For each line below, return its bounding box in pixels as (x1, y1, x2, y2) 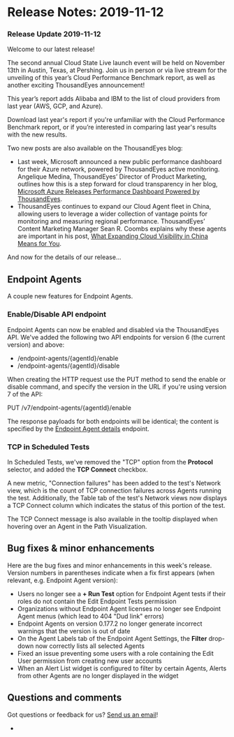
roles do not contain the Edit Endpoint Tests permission (17, 597, 177, 605)
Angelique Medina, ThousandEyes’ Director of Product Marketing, (17, 172, 207, 181)
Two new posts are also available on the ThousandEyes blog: (7, 144, 183, 153)
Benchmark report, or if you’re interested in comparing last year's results (7, 123, 217, 132)
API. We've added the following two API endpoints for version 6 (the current (7, 333, 226, 341)
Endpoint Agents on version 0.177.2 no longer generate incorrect (17, 619, 203, 628)
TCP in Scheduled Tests (7, 442, 90, 452)
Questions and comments (7, 691, 122, 704)
